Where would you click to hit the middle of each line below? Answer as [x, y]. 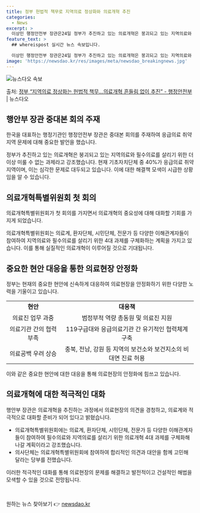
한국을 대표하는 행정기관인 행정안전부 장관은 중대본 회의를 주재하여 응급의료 [94, 135]
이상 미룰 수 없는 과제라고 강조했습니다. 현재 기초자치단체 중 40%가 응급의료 [95, 162]
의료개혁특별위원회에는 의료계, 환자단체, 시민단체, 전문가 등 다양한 [91, 430]
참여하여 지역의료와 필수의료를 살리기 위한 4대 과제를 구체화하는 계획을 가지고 [96, 241]
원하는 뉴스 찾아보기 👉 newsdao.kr [48, 503]
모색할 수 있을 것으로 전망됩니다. [44, 480]
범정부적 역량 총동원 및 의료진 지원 [127, 318]
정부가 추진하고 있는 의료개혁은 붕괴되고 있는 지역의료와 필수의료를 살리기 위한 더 [100, 155]
